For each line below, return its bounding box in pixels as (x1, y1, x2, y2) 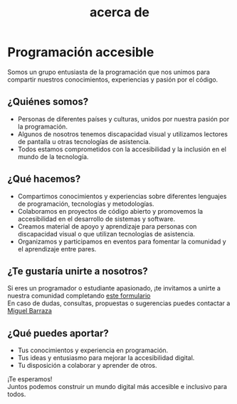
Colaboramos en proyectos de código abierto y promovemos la (17, 207, 204, 215)
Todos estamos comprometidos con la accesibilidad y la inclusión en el (17, 145, 226, 153)
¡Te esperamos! (7, 375, 53, 383)
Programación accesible (7, 44, 154, 60)
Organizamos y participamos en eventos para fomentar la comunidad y (17, 237, 226, 246)
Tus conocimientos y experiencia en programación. (17, 346, 169, 355)
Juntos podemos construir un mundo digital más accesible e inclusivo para (7, 383, 228, 391)
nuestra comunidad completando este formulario (7, 292, 151, 300)
